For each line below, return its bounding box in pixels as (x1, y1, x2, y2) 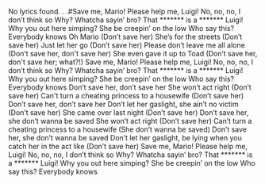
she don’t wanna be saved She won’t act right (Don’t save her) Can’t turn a (8, 117, 252, 125)
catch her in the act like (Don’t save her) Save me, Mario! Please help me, (8, 142, 248, 151)
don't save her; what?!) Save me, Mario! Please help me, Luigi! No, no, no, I (8, 57, 254, 67)
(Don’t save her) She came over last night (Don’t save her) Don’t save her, (8, 108, 249, 117)
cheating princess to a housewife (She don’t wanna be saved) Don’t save (8, 125, 248, 134)
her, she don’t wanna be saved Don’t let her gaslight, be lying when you (8, 133, 242, 142)
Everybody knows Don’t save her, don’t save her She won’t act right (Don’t (8, 82, 252, 92)
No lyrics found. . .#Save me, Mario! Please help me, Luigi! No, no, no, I (8, 7, 241, 16)
